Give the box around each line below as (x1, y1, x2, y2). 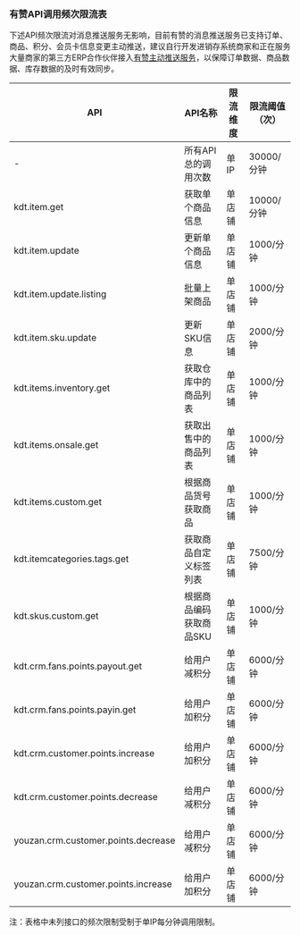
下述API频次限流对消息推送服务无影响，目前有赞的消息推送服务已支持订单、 (9, 29, 288, 41)
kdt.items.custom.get (13, 496, 103, 509)
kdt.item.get (13, 201, 64, 214)
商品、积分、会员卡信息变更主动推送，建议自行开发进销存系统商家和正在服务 (9, 41, 291, 52)
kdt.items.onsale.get (13, 439, 99, 451)
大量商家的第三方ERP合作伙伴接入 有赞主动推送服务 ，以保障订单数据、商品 (9, 52, 283, 63)
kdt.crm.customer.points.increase (13, 747, 155, 760)
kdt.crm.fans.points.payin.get (13, 703, 137, 716)
